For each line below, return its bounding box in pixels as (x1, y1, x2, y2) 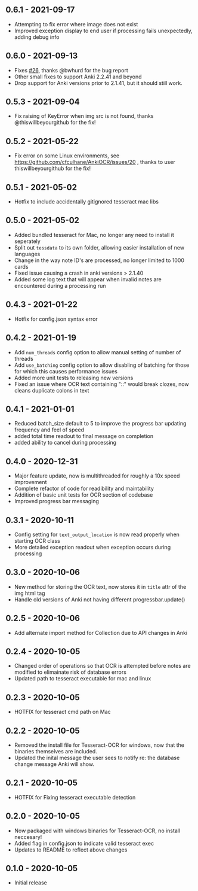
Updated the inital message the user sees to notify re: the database (14, 754, 180, 761)
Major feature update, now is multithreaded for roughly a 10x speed (14, 472, 180, 479)
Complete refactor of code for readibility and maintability (14, 485, 154, 492)
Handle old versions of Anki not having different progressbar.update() (14, 595, 185, 603)
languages (14, 250, 41, 257)
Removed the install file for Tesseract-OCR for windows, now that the (14, 741, 184, 749)
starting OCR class (14, 537, 60, 544)
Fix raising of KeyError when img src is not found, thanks (14, 112, 154, 120)
